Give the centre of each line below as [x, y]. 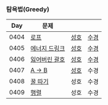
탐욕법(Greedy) [28, 9]
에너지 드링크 [48, 48]
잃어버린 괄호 [48, 60]
